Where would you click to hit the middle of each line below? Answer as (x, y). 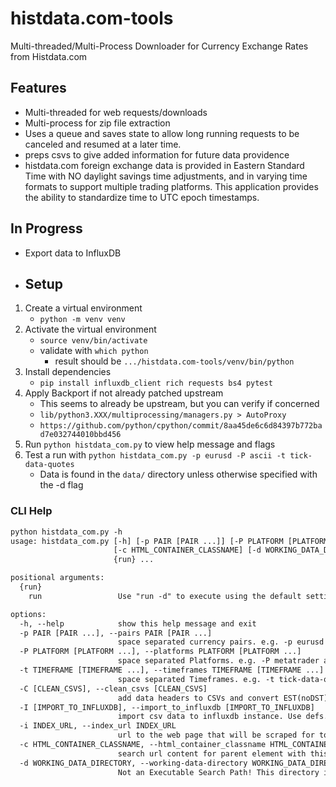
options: (28, 614)
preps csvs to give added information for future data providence (157, 154)
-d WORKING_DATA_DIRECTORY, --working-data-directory (133, 763)
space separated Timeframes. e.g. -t (196, 679)
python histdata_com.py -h (66, 532)
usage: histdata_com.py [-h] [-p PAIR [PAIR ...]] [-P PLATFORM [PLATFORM (169, 541)
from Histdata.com (49, 56)
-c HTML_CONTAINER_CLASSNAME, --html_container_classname (143, 745)
